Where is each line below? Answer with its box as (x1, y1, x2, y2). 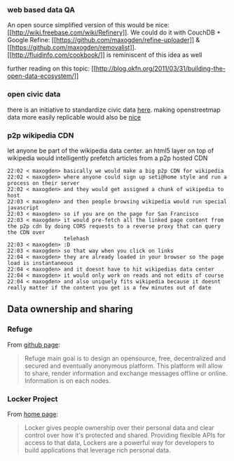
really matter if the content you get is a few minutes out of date (7, 284, 212, 291)
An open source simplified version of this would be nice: (7, 21, 170, 30)
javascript (7, 204, 39, 212)
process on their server (7, 179, 80, 187)
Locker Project (7, 394, 58, 403)
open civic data (7, 89, 61, 99)
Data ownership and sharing (7, 304, 133, 316)
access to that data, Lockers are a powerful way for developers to (24, 438, 215, 447)
